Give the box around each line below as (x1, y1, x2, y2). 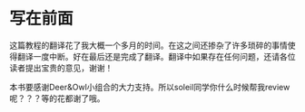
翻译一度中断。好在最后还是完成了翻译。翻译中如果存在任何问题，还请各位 (16, 51, 296, 61)
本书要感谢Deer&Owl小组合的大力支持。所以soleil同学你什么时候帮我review (9, 81, 290, 92)
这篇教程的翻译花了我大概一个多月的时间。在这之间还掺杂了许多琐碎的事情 (9, 40, 288, 51)
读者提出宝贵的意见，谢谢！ (9, 62, 113, 73)
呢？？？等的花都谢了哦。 (9, 92, 105, 104)
